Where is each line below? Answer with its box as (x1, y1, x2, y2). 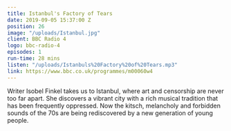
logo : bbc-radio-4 (7, 42, 60, 49)
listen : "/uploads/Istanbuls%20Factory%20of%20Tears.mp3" (7, 61, 178, 68)
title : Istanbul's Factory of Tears (7, 10, 113, 17)
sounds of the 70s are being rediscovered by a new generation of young (7, 108, 213, 117)
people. (7, 116, 29, 124)
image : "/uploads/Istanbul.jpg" (7, 29, 100, 37)
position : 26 (7, 23, 45, 30)
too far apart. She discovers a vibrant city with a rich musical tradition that (7, 94, 219, 102)
